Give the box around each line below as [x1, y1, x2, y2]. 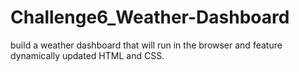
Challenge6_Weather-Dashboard [10, 6, 290, 29]
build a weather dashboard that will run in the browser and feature [10, 39, 283, 51]
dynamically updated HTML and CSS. [10, 49, 165, 61]
